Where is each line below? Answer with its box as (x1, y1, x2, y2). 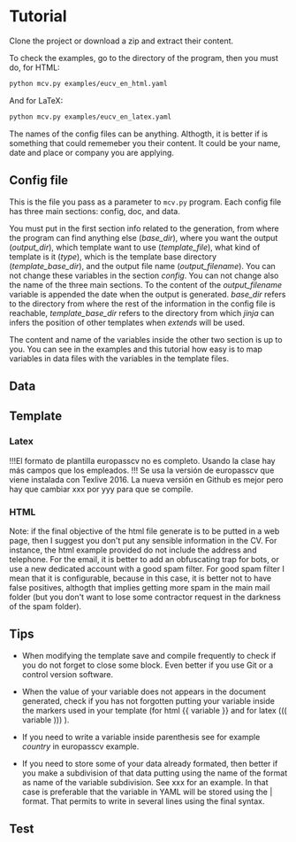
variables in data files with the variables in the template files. (9, 352, 230, 364)
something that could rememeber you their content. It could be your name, (9, 137, 281, 148)
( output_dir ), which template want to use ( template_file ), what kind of (9, 242, 261, 252)
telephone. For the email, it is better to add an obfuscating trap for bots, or (9, 553, 280, 564)
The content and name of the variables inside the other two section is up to (9, 334, 283, 344)
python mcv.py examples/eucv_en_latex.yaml (9, 112, 172, 121)
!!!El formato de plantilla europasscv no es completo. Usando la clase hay (9, 455, 276, 466)
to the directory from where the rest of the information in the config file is (9, 298, 276, 309)
